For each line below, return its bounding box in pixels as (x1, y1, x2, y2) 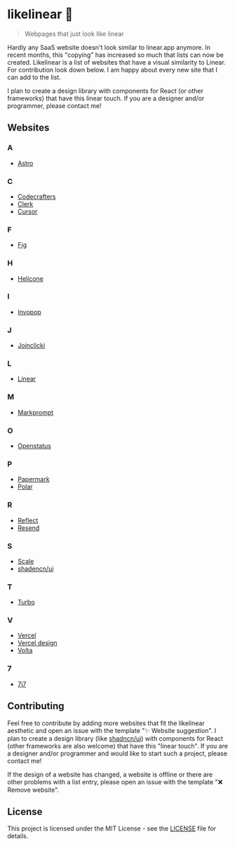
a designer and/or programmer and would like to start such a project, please (7, 749, 228, 758)
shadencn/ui (17, 564, 54, 573)
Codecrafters (17, 192, 56, 201)
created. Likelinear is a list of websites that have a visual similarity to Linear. (7, 58, 226, 66)
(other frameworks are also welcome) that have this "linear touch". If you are (7, 741, 228, 750)
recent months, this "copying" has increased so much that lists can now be (7, 51, 224, 59)
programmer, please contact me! (7, 101, 102, 110)
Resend (17, 523, 40, 532)
